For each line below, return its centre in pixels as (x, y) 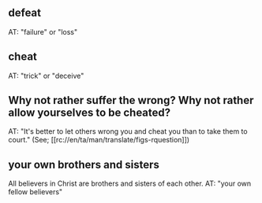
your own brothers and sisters (84, 164)
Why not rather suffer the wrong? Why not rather (131, 100)
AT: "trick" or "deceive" (46, 76)
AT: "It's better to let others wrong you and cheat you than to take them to (128, 131)
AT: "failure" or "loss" (43, 31)
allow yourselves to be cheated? (90, 113)
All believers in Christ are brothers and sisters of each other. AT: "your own (130, 183)
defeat (25, 13)
